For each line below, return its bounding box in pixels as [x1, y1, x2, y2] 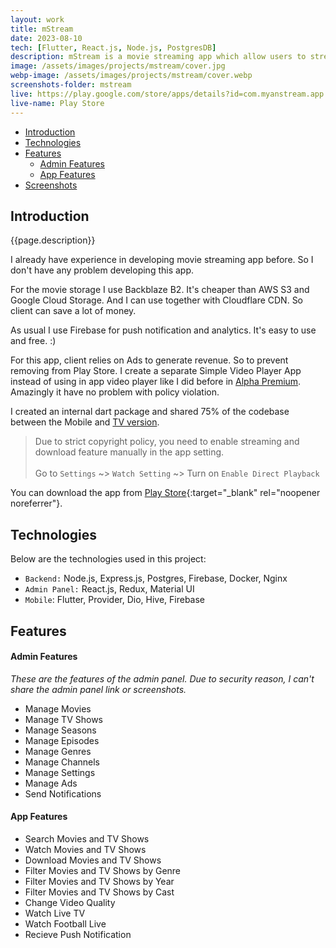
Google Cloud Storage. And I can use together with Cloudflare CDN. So [10, 294, 304, 306]
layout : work [10, 14, 65, 25]
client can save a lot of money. [10, 305, 137, 317]
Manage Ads [24, 777, 78, 789]
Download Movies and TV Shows [24, 854, 162, 866]
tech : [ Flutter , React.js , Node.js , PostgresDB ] [10, 42, 217, 53]
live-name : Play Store [10, 98, 105, 108]
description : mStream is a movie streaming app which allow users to [10, 52, 307, 62]
